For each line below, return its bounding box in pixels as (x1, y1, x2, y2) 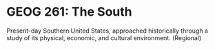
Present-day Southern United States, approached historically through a (6, 27, 208, 35)
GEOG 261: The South (6, 4, 132, 20)
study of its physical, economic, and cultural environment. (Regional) (6, 33, 202, 42)
